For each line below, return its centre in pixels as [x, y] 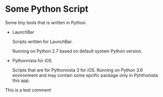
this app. [21, 80]
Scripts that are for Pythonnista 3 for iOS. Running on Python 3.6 [78, 70]
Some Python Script [47, 9]
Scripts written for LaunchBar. [42, 41]
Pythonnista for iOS [32, 60]
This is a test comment [28, 90]
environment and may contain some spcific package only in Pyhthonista [85, 75]
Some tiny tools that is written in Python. [46, 23]
